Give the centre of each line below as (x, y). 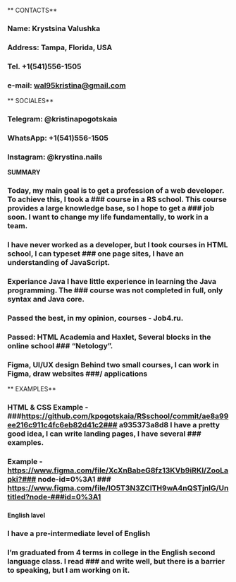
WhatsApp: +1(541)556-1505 (58, 138)
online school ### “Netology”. (60, 345)
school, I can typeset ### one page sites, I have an (96, 254)
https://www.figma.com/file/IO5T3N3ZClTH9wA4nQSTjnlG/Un (118, 488)
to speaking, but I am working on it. (69, 570)
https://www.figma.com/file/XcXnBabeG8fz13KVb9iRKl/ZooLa (118, 470)
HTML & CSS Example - (48, 408)
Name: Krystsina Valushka (54, 28)
